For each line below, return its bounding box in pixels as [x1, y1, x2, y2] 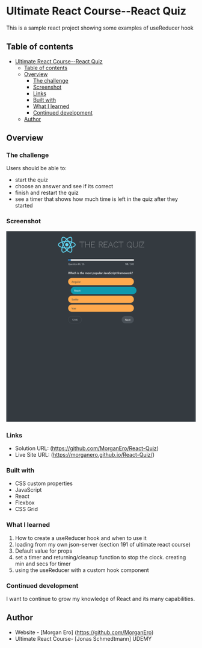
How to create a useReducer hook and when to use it [14, 534, 147, 541]
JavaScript [14, 486, 42, 494]
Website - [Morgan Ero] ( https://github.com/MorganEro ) [14, 629, 154, 636]
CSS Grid [14, 506, 38, 513]
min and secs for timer [14, 560, 71, 567]
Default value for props [14, 547, 73, 554]
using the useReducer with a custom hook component [14, 566, 149, 574]
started [14, 202, 33, 209]
